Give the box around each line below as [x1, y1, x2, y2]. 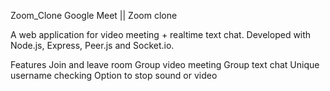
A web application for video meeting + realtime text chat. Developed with [10, 29, 312, 40]
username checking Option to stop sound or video [10, 70, 218, 81]
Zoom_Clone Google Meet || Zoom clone [10, 10, 178, 21]
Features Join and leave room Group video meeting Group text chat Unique [10, 59, 320, 70]
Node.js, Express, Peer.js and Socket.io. [10, 40, 175, 51]
